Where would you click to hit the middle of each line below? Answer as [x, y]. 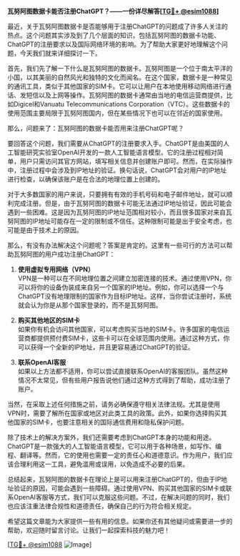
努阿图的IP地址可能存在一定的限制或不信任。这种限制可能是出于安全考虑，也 [120, 221]
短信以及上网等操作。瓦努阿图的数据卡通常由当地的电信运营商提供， [126, 95]
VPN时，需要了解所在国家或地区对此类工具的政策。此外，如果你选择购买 [114, 413]
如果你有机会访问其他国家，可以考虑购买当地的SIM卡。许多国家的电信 [120, 329]
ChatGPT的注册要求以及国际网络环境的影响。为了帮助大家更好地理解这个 [115, 44]
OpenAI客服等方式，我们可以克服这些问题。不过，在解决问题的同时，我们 [121, 497]
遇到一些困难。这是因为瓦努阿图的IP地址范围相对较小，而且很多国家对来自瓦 [120, 212]
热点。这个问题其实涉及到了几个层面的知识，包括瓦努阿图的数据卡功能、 [114, 35]
